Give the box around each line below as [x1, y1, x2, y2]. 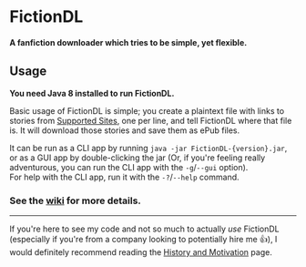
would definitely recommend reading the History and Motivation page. [9, 246, 273, 257]
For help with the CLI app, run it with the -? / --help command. [9, 171, 240, 182]
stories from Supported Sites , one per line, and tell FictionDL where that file [9, 115, 292, 126]
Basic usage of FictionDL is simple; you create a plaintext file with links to [9, 105, 285, 116]
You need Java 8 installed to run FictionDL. [9, 87, 175, 98]
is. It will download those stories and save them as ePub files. [9, 125, 240, 136]
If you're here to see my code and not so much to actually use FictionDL [9, 223, 280, 234]
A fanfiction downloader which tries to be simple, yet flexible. [9, 36, 248, 47]
